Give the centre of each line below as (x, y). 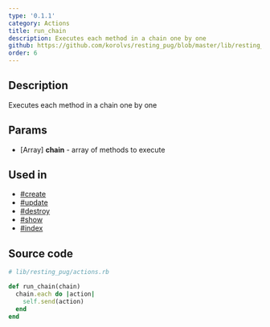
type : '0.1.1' (32, 16)
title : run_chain (37, 31)
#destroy (35, 211)
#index (31, 228)
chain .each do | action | (55, 294)
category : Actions (39, 23)
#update (34, 202)
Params (28, 131)
